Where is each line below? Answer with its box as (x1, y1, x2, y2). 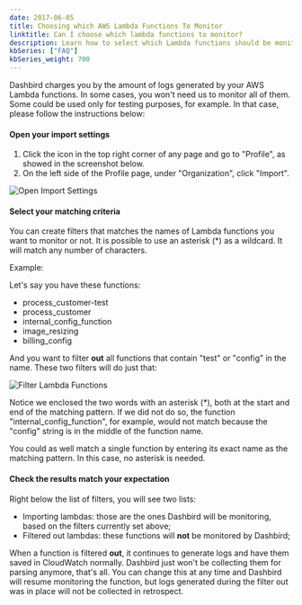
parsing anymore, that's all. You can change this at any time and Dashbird (9, 566, 282, 577)
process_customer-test (22, 298, 109, 308)
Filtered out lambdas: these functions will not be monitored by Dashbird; (22, 529, 290, 540)
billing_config (22, 335, 72, 346)
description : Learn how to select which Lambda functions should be (9, 38, 271, 48)
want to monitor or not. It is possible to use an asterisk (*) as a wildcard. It (9, 236, 283, 246)
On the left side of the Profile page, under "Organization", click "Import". (22, 168, 289, 179)
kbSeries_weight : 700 (9, 55, 91, 64)
